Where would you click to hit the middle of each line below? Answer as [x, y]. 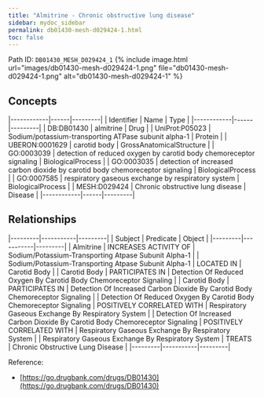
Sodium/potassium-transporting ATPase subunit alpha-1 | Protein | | [118, 137]
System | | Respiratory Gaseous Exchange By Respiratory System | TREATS [130, 338]
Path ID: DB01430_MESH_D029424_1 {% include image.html [98, 60]
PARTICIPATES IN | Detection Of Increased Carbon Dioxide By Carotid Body [130, 288]
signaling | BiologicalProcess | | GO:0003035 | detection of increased [121, 162]
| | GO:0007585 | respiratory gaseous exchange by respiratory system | [124, 178]
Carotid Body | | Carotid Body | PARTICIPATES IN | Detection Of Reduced [126, 272]
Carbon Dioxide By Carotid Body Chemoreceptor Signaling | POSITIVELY [126, 322]
